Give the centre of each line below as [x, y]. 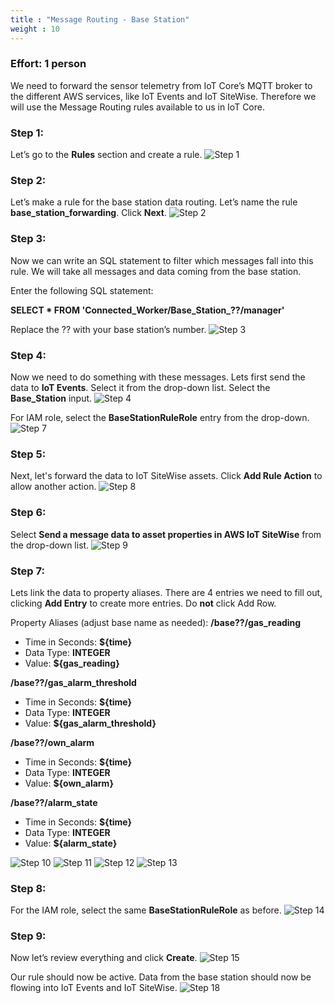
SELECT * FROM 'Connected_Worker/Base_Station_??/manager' [147, 310]
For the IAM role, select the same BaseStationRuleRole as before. [146, 910]
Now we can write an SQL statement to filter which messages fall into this [162, 260]
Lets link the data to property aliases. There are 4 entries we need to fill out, [166, 592]
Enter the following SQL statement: [82, 290]
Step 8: [28, 888]
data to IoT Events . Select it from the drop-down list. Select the [140, 387]
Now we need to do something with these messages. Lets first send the [158, 377]
